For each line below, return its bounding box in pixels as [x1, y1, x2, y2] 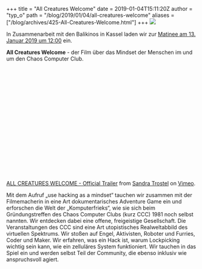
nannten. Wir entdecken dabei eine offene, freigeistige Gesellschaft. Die [6, 217, 186, 224]
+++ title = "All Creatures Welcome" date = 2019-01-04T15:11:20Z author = [6, 5, 193, 12]
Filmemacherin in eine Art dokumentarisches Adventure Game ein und [6, 198, 182, 205]
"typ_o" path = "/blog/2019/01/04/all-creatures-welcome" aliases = [6, 12, 175, 19]
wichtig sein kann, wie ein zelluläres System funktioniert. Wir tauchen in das [6, 242, 197, 250]
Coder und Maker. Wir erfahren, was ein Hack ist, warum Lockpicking [6, 236, 180, 244]
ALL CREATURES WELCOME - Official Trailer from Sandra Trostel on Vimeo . [6, 179, 196, 187]
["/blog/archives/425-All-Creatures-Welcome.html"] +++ [6, 19, 149, 26]
